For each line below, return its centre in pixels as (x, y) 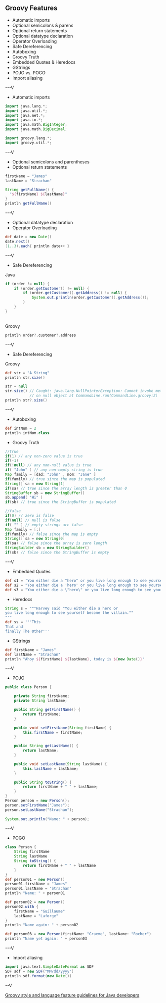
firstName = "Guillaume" (40, 911)
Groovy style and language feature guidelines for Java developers (72, 995)
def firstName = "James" (31, 650)
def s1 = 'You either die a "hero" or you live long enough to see (76, 580)
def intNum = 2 (21, 428)
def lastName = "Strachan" (33, 654)
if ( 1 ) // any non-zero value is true (44, 456)
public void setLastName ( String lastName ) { (61, 764)
